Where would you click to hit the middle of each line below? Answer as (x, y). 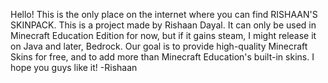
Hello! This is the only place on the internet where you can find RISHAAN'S (164, 14)
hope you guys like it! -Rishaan (74, 67)
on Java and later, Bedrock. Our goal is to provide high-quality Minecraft (159, 46)
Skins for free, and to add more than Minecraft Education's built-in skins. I (162, 57)
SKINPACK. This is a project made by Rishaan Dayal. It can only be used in (163, 25)
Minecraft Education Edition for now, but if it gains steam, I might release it (163, 35)
